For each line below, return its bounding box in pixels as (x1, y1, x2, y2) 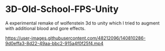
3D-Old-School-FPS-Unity (5, 3, 119, 15)
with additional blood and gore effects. (5, 25, 86, 31)
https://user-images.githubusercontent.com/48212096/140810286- (5, 35, 146, 41)
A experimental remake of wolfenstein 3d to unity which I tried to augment (5, 20, 160, 26)
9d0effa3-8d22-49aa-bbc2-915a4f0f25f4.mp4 (5, 40, 104, 46)
